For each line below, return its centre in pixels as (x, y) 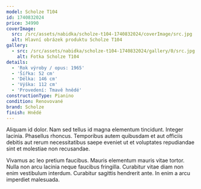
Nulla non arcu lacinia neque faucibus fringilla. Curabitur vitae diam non (95, 167)
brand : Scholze (25, 107)
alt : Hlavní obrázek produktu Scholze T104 (67, 40)
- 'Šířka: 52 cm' (33, 73)
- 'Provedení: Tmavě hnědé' (47, 90)
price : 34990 (23, 23)
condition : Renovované (35, 101)
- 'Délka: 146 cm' (35, 79)
